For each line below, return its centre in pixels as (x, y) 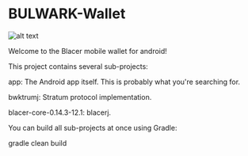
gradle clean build (38, 143)
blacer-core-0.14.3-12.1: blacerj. (60, 112)
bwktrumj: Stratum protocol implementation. (80, 97)
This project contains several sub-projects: (78, 66)
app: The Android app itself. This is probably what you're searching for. (124, 82)
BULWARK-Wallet (67, 14)
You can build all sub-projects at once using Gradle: (93, 127)
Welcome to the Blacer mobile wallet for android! (88, 51)
